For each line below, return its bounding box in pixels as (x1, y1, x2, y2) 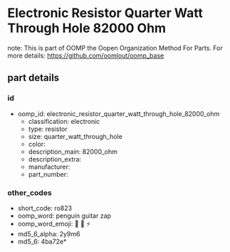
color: (28, 140, 46, 148)
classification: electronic (28, 117, 100, 125)
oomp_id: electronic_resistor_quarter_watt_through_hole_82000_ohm (17, 109, 220, 118)
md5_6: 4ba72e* (17, 237, 67, 246)
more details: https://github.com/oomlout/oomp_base (7, 51, 164, 60)
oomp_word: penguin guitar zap (17, 211, 112, 220)
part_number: (28, 169, 68, 179)
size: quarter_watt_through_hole (28, 132, 122, 140)
